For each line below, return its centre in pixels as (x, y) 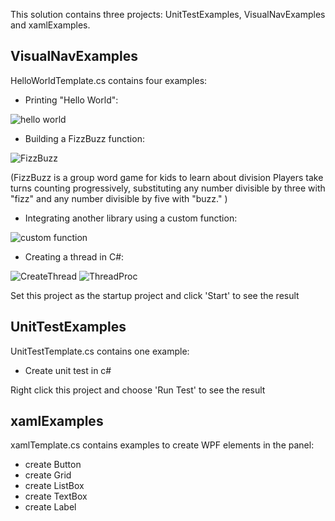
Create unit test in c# (68, 370)
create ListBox (54, 486)
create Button (53, 465)
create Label (50, 507)
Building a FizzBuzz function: (84, 138)
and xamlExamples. (50, 25)
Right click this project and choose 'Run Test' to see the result (138, 390)
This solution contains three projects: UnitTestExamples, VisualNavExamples (168, 14)
